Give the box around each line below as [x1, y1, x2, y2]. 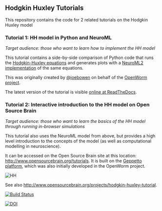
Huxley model [5, 22, 33, 28]
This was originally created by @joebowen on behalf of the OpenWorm [5, 75, 147, 80]
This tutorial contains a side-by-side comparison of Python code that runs [5, 55, 154, 60]
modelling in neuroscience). [5, 143, 61, 149]
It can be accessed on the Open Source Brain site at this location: [5, 153, 137, 159]
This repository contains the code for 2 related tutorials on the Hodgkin [5, 17, 148, 22]
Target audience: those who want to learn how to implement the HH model [5, 45, 155, 51]
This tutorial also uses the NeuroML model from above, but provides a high [5, 133, 156, 139]
